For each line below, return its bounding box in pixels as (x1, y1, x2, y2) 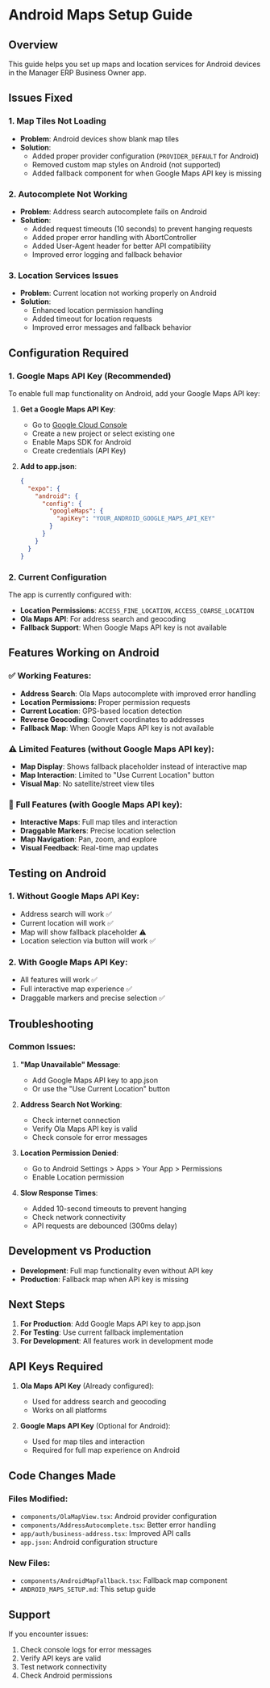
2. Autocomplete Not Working (8, 188, 127, 200)
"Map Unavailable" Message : (19, 1059, 121, 1069)
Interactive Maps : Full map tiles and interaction (19, 817, 178, 827)
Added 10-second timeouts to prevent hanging (31, 1203, 187, 1213)
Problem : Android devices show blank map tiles (19, 133, 180, 143)
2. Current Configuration (8, 572, 107, 583)
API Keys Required (8, 1360, 103, 1374)
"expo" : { (27, 484, 60, 492)
